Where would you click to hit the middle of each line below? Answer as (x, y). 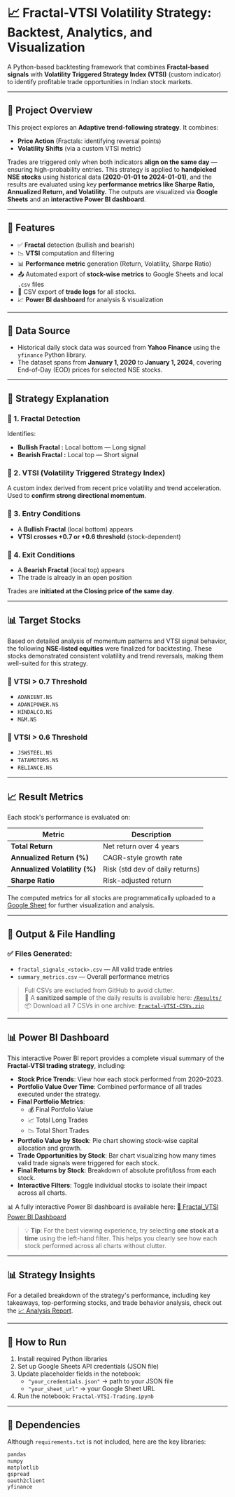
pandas (17, 1455)
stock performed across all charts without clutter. (95, 1245)
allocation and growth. (50, 1148)
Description (151, 834)
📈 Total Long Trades (58, 1120)
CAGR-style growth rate (143, 858)
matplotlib (23, 1468)
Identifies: (22, 434)
